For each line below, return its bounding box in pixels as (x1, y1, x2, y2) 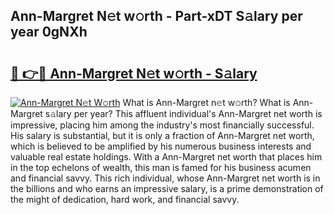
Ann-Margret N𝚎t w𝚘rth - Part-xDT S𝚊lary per (10, 8, 303, 25)
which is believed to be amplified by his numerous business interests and (10, 140, 312, 152)
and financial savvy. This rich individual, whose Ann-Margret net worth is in (10, 172, 321, 184)
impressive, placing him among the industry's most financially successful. (10, 119, 315, 131)
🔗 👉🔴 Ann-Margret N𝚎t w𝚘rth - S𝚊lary (10, 65, 258, 82)
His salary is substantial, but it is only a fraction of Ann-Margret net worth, (10, 130, 315, 141)
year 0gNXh (10, 24, 88, 41)
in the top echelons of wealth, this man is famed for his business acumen (10, 162, 312, 173)
